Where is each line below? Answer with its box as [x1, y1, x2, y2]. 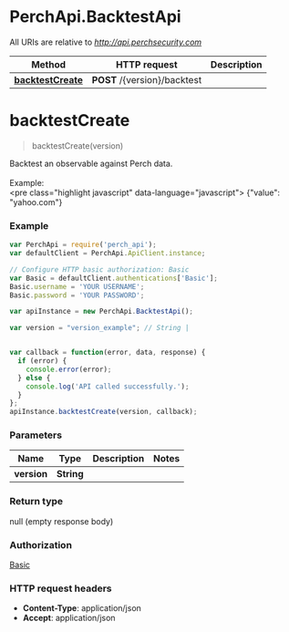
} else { [17, 373, 51, 382]
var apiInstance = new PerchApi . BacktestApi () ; [9, 307, 194, 316]
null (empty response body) [9, 515, 114, 526]
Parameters [9, 429, 62, 441]
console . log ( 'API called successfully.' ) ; [26, 381, 190, 391]
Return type [9, 495, 64, 508]
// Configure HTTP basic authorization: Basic [9, 264, 190, 275]
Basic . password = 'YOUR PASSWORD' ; [9, 290, 145, 300]
